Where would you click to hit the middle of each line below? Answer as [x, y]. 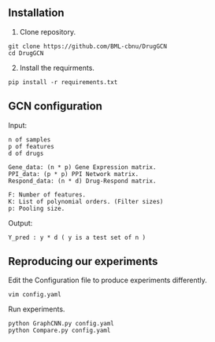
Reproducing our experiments [83, 261]
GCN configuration [55, 107]
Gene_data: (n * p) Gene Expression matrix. [82, 167]
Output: [20, 222]
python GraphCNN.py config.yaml [61, 324]
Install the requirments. [57, 68]
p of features [32, 146]
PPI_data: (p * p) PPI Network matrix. [74, 174]
